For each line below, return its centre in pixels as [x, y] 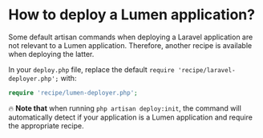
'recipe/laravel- [206, 70]
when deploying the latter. [51, 54]
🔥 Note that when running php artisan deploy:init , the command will [125, 108]
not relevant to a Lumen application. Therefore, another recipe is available [130, 45]
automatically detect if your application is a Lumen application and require [130, 117]
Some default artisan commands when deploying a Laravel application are [131, 37]
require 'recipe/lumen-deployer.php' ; [73, 93]
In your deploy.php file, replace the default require [91, 69]
